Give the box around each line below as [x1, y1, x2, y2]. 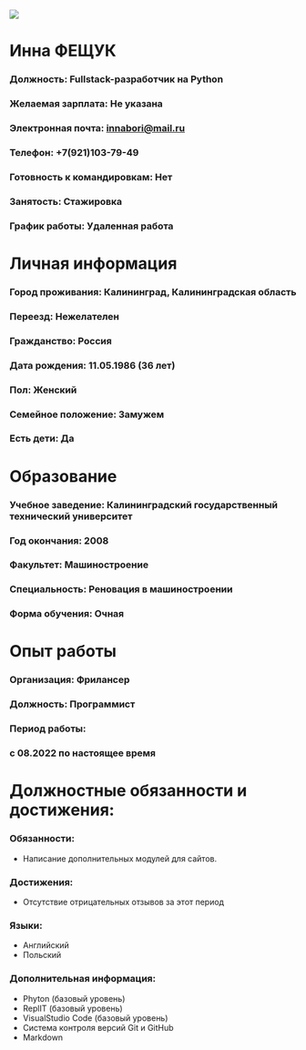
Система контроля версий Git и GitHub [22, 1022, 175, 1033]
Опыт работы [9, 641, 117, 662]
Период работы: [9, 722, 87, 735]
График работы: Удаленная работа [9, 219, 174, 232]
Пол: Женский [9, 383, 77, 396]
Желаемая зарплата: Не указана [9, 97, 164, 110]
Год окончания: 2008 [9, 534, 109, 546]
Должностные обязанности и [9, 780, 248, 801]
